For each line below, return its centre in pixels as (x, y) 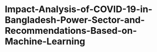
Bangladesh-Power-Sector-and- (75, 20)
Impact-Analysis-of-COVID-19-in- (78, 9)
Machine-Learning (45, 42)
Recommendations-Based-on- (71, 31)
